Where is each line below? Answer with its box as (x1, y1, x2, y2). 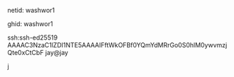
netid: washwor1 (7, 6, 55, 14)
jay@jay (45, 49, 69, 57)
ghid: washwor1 (7, 20, 53, 28)
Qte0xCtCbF (7, 49, 44, 57)
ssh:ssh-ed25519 (7, 33, 58, 42)
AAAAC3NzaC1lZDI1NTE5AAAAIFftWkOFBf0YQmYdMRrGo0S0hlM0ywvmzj (7, 41, 228, 49)
